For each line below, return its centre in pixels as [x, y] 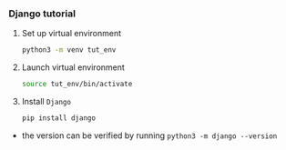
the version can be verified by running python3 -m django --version [149, 135]
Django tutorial [42, 14]
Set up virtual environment [71, 34]
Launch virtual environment [73, 67]
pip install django [59, 118]
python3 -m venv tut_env [69, 50]
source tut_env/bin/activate [77, 85]
